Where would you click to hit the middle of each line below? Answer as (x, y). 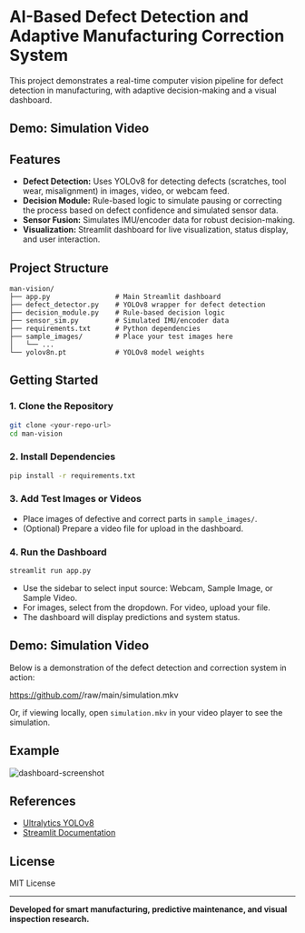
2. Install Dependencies (63, 456)
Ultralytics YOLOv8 (58, 823)
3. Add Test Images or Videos (76, 499)
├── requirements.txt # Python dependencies (105, 328)
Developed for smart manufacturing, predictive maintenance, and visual (148, 909)
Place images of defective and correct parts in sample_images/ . (140, 518)
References (43, 802)
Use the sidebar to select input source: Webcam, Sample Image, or (148, 588)
